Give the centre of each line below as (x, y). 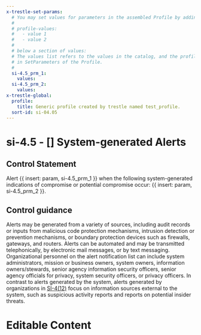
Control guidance (39, 210)
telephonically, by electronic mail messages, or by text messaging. (88, 250)
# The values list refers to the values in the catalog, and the (95, 56)
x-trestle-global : (29, 95)
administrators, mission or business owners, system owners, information (95, 263)
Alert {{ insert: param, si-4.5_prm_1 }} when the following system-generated (100, 178)
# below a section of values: (49, 51)
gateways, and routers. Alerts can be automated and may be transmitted (95, 244)
